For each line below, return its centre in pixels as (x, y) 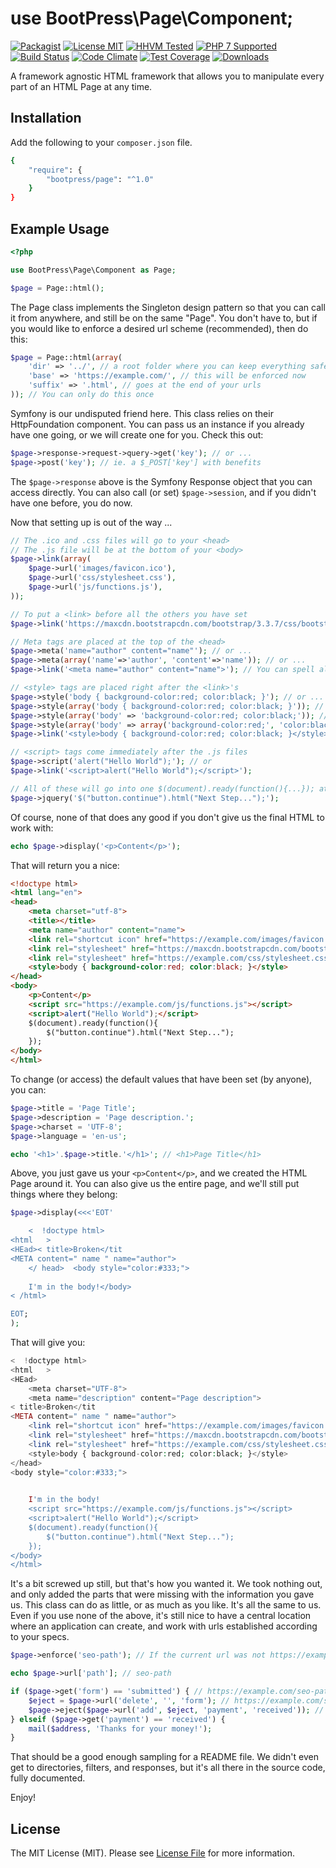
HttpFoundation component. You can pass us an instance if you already (157, 424)
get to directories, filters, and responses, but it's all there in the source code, (168, 1768)
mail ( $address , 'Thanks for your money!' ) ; (120, 1728)
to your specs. (40, 1637)
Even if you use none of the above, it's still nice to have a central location (161, 1616)
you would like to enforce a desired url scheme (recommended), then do (159, 328)
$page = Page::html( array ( (66, 357)
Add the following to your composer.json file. (101, 142)
